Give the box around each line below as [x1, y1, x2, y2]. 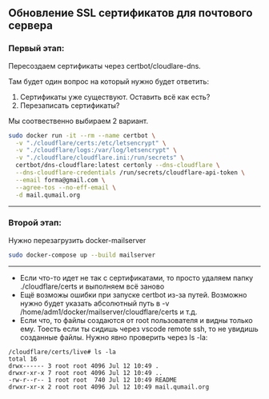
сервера [8, 19, 54, 33]
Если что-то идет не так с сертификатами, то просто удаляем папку [19, 273, 254, 282]
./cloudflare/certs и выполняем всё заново [19, 281, 165, 291]
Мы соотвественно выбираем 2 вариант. [8, 116, 149, 126]
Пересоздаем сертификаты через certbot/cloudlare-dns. [8, 61, 202, 70]
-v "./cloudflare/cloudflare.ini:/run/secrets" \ [15, 154, 184, 162]
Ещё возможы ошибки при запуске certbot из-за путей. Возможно [19, 289, 247, 299]
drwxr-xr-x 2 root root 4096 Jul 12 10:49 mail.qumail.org [8, 383, 210, 391]
